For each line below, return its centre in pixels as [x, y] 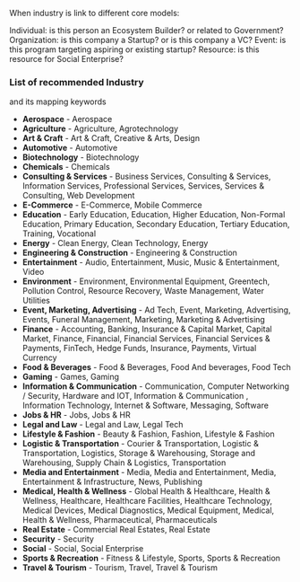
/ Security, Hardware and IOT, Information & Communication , [135, 396]
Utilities [36, 301]
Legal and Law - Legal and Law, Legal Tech [103, 425]
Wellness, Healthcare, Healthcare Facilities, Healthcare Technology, [147, 501]
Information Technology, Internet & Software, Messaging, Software [145, 406]
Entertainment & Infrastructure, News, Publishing [112, 482]
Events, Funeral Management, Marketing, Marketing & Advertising [144, 320]
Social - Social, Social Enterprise [83, 549]
